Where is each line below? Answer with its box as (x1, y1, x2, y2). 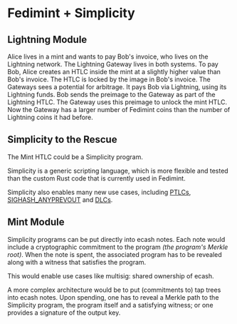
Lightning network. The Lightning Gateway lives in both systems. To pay (7, 60, 218, 69)
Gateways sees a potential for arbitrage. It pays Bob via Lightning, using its (7, 83, 227, 91)
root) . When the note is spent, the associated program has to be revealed (7, 250, 222, 258)
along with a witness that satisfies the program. (7, 258, 147, 266)
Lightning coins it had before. (7, 113, 94, 121)
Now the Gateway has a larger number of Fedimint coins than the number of (7, 106, 231, 113)
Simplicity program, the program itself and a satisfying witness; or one (7, 300, 214, 309)
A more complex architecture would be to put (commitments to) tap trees (7, 285, 221, 294)
